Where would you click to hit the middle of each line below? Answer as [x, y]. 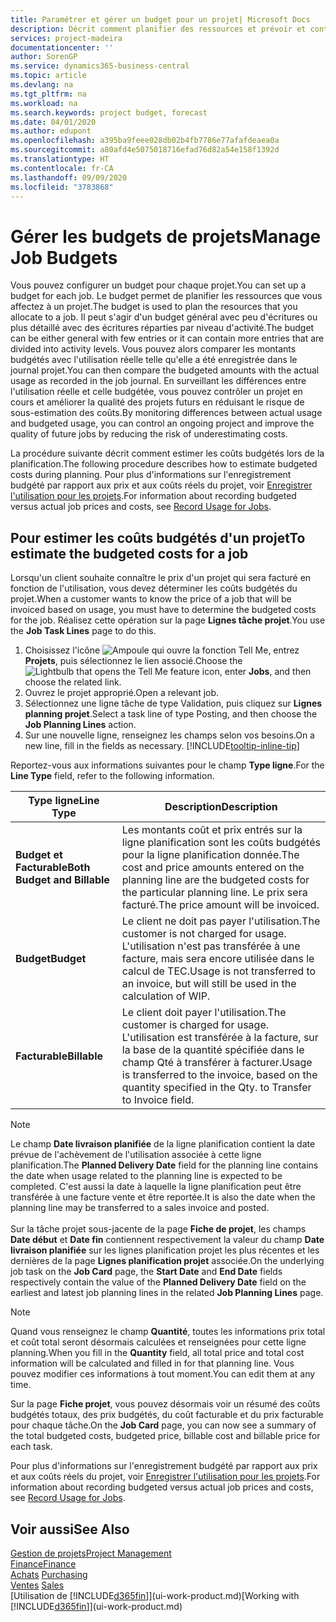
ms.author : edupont [51, 131]
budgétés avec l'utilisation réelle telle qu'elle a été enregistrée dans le [154, 360]
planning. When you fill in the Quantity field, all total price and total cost [157, 1353]
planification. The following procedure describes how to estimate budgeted [164, 464]
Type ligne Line [64, 801]
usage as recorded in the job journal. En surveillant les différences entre [158, 381]
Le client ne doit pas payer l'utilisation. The [221, 921]
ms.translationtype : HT [60, 159]
